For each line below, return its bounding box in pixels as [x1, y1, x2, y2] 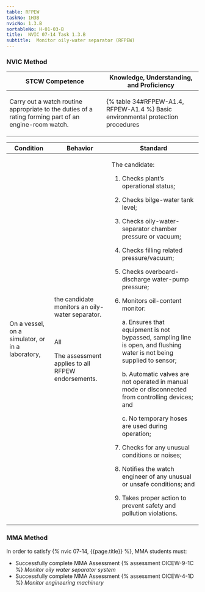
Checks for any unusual [121, 443, 190, 452]
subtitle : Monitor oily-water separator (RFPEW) [6, 37, 135, 43]
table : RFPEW [6, 9, 40, 15]
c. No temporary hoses [121, 414, 188, 423]
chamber [151, 224, 177, 233]
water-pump [152, 275, 189, 284]
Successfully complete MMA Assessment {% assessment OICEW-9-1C [15, 559, 194, 566]
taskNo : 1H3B [6, 15, 40, 21]
